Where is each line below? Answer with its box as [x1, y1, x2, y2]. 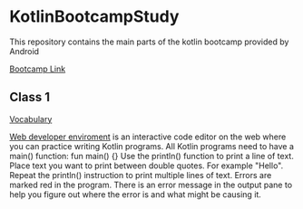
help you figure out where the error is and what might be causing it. [9, 188, 261, 200]
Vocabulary [9, 113, 53, 124]
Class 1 [9, 90, 50, 105]
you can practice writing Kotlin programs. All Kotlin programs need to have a [9, 140, 295, 151]
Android [9, 45, 39, 56]
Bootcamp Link [9, 63, 66, 74]
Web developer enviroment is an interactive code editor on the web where [9, 131, 287, 142]
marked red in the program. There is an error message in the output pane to [9, 179, 293, 190]
